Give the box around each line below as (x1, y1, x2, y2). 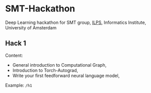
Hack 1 (5, 39, 26, 48)
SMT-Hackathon (5, 3, 75, 14)
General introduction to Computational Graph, (12, 62, 106, 68)
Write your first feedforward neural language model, (12, 73, 120, 79)
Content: (5, 52, 23, 58)
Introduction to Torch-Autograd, (12, 67, 78, 73)
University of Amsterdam (5, 24, 56, 30)
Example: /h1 (5, 82, 32, 88)
